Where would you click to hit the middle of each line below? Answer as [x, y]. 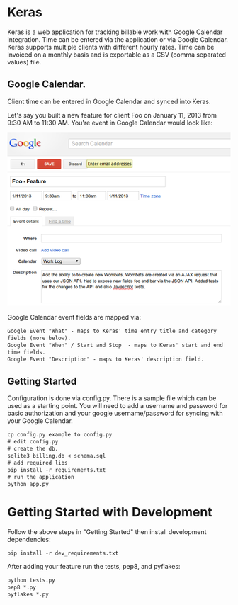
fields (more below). [39, 338]
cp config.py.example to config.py [60, 435]
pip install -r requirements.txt [57, 470]
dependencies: [29, 540]
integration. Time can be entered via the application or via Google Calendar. [118, 39]
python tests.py [31, 581]
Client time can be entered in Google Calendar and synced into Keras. [109, 101]
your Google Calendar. [40, 421]
